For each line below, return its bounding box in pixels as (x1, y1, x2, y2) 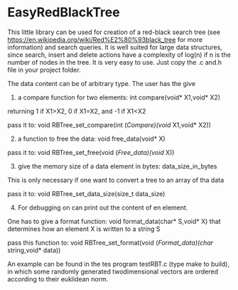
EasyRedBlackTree (7, 4, 120, 21)
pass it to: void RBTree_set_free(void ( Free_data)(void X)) (7, 148, 175, 156)
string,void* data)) (7, 246, 61, 254)
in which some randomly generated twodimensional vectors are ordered (7, 267, 219, 276)
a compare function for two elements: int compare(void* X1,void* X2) (17, 93, 221, 102)
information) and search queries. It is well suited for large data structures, (7, 43, 222, 51)
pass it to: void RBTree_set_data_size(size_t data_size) (7, 189, 166, 198)
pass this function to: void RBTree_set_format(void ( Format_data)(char (7, 238, 214, 247)
